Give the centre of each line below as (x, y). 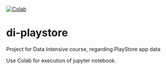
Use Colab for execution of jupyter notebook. (61, 60)
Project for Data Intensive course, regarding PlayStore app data (84, 49)
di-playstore (37, 33)
